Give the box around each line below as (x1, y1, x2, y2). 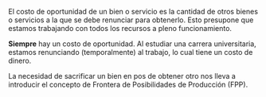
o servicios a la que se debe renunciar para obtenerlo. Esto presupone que (8, 15, 254, 25)
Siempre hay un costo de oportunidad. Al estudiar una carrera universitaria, (8, 39, 256, 48)
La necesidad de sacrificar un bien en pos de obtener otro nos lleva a (8, 72, 237, 80)
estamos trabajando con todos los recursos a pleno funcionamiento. (8, 24, 233, 33)
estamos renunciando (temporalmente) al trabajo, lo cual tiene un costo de (8, 48, 253, 56)
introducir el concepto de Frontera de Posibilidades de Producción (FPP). (8, 80, 248, 89)
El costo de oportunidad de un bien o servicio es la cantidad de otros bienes (8, 7, 259, 16)
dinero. (8, 56, 32, 65)
